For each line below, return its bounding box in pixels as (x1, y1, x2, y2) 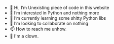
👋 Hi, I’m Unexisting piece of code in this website (9, 5, 110, 10)
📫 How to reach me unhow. (9, 26, 67, 32)
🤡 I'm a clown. (9, 33, 39, 39)
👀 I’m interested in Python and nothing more (9, 10, 100, 16)
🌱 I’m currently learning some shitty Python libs (9, 15, 106, 21)
